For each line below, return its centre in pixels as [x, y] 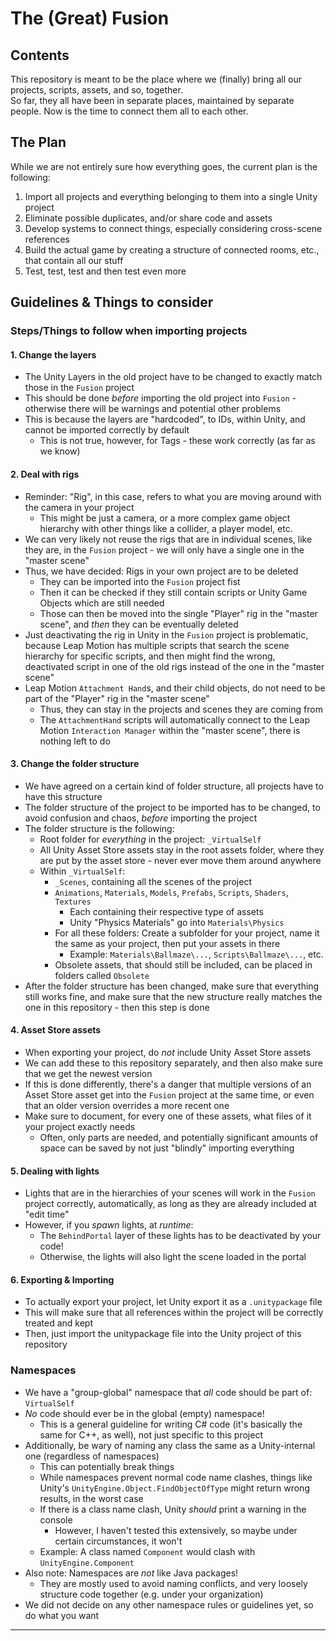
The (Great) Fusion [90, 18]
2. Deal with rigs [45, 474]
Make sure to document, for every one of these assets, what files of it [168, 1116]
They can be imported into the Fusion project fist [140, 581]
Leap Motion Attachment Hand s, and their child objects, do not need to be [175, 688]
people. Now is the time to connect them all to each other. [129, 111]
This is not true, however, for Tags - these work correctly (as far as [177, 441]
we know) [60, 451]
